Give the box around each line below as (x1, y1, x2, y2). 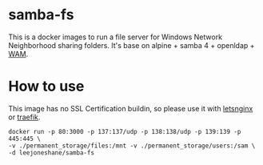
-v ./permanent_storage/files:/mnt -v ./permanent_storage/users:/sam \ (8, 142, 256, 150)
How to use (8, 78, 85, 95)
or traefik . (8, 112, 41, 122)
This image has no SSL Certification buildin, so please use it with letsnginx (8, 103, 253, 113)
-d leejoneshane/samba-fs (8, 148, 94, 157)
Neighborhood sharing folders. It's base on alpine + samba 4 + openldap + (8, 40, 255, 50)
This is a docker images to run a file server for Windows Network (8, 32, 222, 42)
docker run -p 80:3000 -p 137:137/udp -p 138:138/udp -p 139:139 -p (8, 127, 241, 135)
